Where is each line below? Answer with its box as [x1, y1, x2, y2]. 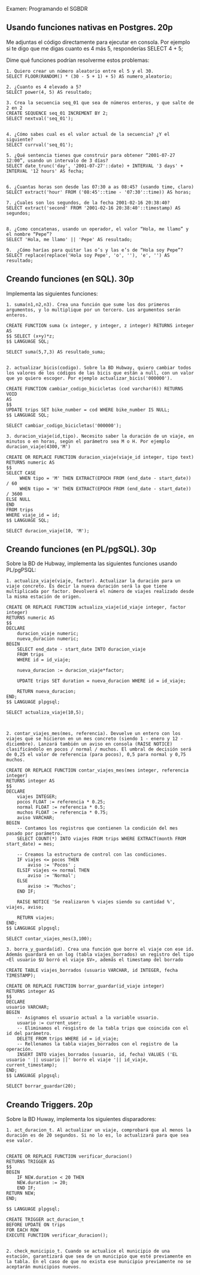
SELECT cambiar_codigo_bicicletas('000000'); [6, 422, 122, 429]
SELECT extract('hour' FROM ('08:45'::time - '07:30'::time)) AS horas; [6, 189, 192, 195]
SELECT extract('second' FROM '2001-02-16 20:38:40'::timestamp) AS [6, 204, 181, 211]
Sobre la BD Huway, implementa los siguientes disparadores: [6, 1116, 157, 1123]
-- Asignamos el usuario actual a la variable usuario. [17, 1015, 160, 1021]
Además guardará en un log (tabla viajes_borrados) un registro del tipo [6, 951, 195, 958]
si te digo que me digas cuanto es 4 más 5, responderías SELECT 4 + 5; [6, 45, 184, 52]
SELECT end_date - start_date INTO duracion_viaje [17, 647, 146, 653]
